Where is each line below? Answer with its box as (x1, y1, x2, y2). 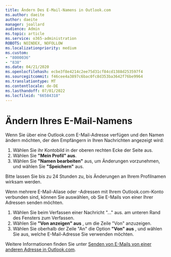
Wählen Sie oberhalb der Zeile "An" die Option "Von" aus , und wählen (12, 226, 162, 232)
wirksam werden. (5, 179, 42, 185)
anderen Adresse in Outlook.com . (5, 246, 76, 253)
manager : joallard (5, 21, 45, 27)
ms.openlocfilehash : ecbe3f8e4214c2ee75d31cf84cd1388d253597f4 (5, 69, 143, 75)
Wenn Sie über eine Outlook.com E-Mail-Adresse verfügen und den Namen (5, 132, 164, 138)
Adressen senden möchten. (5, 200, 64, 206)
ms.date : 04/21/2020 (5, 64, 50, 69)
